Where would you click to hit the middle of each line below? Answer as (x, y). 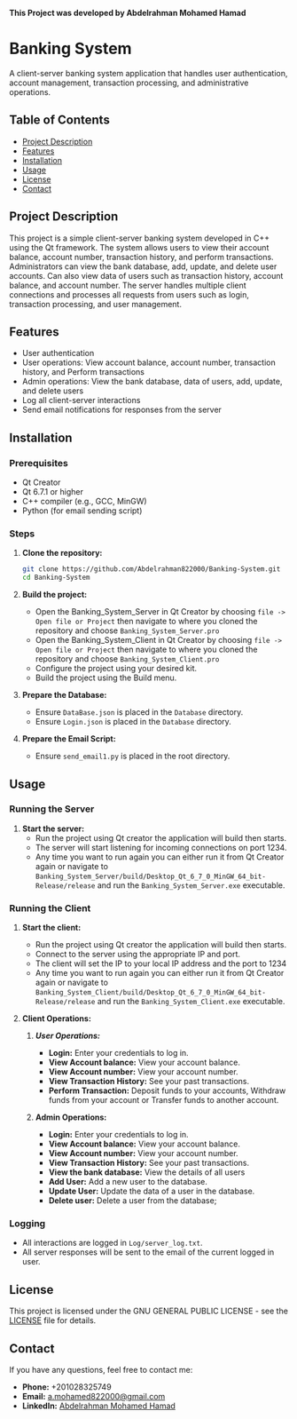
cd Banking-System (56, 578)
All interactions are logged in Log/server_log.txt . (112, 1243)
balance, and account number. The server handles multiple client (128, 285)
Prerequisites (39, 463)
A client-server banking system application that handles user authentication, (148, 73)
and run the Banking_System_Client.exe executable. (191, 1002)
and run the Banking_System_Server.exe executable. (191, 885)
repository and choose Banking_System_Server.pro (127, 630)
